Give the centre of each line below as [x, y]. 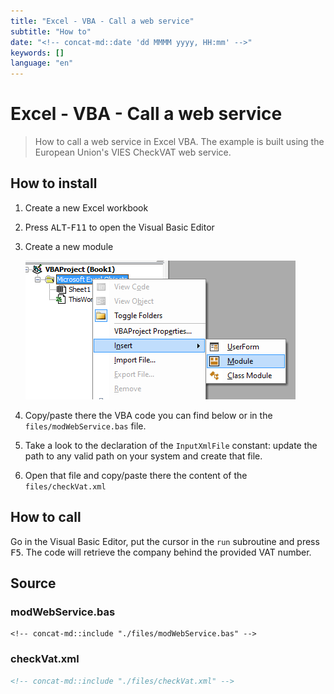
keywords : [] [37, 53]
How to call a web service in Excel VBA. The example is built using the [179, 142]
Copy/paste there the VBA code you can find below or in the [148, 415]
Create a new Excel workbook [86, 207]
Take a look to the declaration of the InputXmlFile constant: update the [171, 445]
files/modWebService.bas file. [85, 426]
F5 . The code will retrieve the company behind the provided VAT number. [161, 552]
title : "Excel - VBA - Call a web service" [102, 21]
